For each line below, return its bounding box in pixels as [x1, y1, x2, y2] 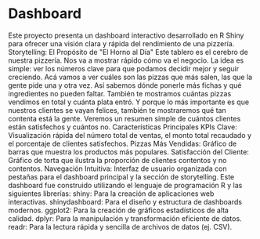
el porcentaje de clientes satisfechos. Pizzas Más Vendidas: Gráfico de [8, 139, 237, 148]
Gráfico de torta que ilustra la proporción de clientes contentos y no [8, 155, 227, 165]
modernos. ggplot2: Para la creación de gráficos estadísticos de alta [8, 205, 229, 215]
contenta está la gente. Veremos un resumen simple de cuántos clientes [8, 114, 241, 123]
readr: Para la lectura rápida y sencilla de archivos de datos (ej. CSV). [8, 222, 233, 231]
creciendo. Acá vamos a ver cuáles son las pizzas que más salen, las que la [8, 72, 253, 81]
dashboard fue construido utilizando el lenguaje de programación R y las [8, 180, 243, 190]
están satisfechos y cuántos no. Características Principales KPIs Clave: [8, 122, 237, 132]
